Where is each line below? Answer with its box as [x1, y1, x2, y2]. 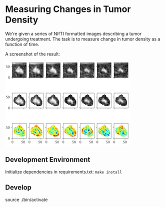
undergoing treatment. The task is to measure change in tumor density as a [5, 36, 160, 42]
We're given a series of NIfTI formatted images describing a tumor [5, 30, 142, 36]
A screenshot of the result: [5, 51, 60, 57]
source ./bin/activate [5, 196, 48, 202]
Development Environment [5, 155, 90, 164]
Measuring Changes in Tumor [5, 3, 131, 15]
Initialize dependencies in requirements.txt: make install [5, 168, 122, 174]
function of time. [5, 41, 39, 47]
